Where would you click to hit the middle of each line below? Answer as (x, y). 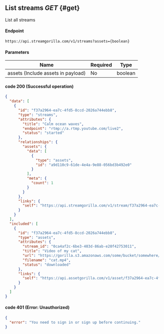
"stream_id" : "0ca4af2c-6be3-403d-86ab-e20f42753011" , (80, 247)
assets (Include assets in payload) (47, 73)
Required (101, 65)
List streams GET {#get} (42, 8)
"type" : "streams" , (38, 115)
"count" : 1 (42, 183)
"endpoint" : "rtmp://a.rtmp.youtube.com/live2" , (73, 128)
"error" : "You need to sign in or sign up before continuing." (75, 322)
